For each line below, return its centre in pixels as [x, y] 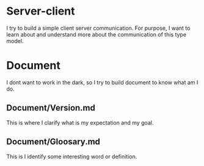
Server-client [41, 11]
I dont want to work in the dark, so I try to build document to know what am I [102, 82]
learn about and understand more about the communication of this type [97, 34]
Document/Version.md [51, 108]
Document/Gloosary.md [53, 142]
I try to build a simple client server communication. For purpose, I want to [98, 28]
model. [15, 41]
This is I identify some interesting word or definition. [72, 156]
